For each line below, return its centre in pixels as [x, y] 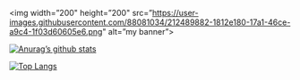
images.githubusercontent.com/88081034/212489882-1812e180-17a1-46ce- [150, 22]
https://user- [175, 13]
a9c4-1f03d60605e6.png [56, 32]
